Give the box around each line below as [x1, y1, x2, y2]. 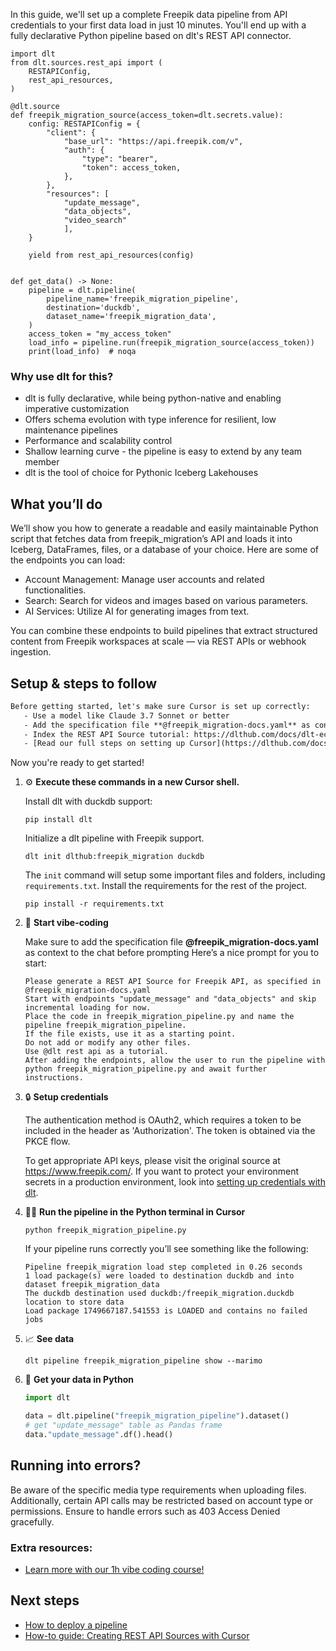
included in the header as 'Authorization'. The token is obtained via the [24, 1125, 316, 1137]
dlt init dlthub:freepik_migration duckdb [24, 852, 205, 862]
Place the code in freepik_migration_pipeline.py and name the [24, 1012, 295, 1022]
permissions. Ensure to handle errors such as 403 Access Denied [10, 1505, 281, 1517]
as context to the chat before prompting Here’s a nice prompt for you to [24, 947, 320, 959]
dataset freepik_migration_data [24, 1280, 160, 1290]
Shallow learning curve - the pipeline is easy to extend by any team [24, 445, 303, 458]
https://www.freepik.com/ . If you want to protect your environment [24, 1165, 300, 1178]
